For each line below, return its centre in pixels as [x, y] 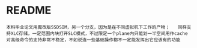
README [29, 10]
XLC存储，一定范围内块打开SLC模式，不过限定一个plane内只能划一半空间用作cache [99, 33]
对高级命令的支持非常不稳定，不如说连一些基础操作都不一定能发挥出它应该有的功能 [93, 40]
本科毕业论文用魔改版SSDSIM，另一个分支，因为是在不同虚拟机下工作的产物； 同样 [97, 27]
